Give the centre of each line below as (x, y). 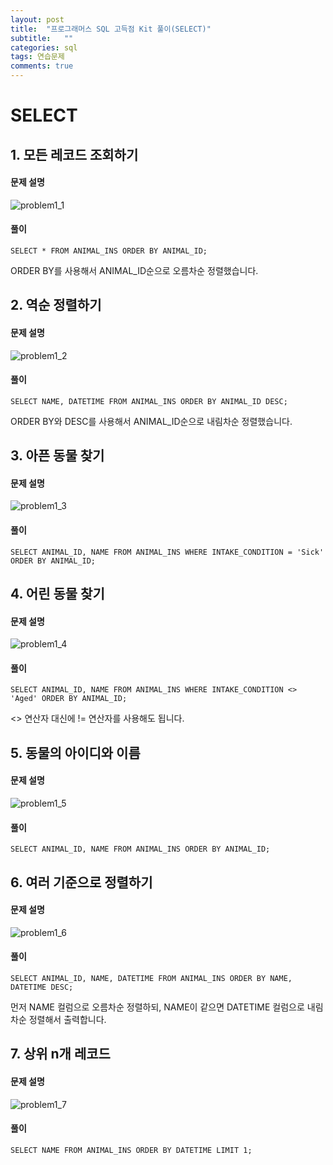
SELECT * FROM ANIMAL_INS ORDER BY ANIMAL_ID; (109, 251)
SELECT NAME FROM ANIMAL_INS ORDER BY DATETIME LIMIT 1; (131, 1150)
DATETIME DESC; (42, 987)
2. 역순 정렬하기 (56, 305)
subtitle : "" (42, 38)
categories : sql (44, 47)
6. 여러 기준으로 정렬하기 (81, 882)
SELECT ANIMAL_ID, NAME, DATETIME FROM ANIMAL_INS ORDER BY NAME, (151, 978)
